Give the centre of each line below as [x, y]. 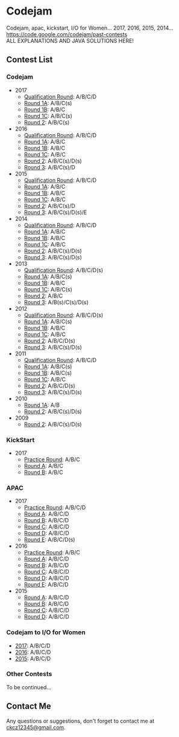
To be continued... [29, 687]
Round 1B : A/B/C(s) [48, 372]
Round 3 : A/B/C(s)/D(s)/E [55, 212]
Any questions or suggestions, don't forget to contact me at [80, 721]
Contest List [30, 60]
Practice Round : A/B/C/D [55, 508]
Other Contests [29, 674]
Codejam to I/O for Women [46, 632]
